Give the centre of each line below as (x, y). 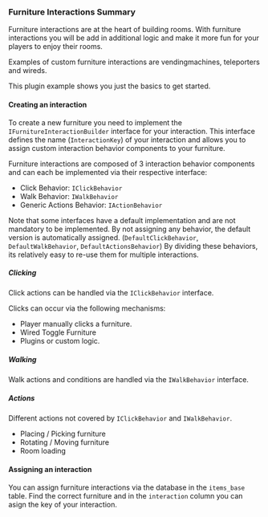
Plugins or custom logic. (60, 341)
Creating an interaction (48, 104)
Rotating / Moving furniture (65, 442)
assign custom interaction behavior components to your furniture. (117, 148)
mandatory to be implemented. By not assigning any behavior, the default (130, 229)
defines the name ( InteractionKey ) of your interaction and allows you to (127, 140)
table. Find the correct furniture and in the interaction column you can (126, 495)
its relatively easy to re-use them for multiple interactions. (104, 254)
